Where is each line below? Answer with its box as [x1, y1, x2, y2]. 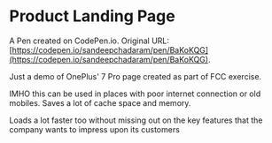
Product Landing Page [9, 6, 175, 26]
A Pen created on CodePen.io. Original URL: [9, 35, 170, 46]
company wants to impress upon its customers [9, 124, 180, 134]
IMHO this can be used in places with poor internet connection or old [9, 88, 261, 99]
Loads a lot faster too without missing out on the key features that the [9, 115, 263, 125]
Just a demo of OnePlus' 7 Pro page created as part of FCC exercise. [9, 71, 262, 81]
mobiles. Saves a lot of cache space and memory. [9, 97, 191, 108]
